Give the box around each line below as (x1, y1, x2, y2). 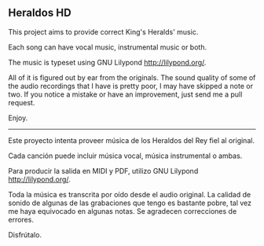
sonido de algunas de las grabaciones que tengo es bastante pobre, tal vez (8, 198, 252, 207)
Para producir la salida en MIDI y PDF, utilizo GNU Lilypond (8, 166, 199, 175)
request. (8, 97, 35, 107)
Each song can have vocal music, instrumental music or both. (8, 42, 207, 52)
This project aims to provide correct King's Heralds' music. (8, 27, 199, 36)
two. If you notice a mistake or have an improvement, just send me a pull (8, 90, 243, 99)
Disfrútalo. (8, 229, 42, 239)
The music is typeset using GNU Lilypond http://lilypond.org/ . (8, 57, 207, 67)
